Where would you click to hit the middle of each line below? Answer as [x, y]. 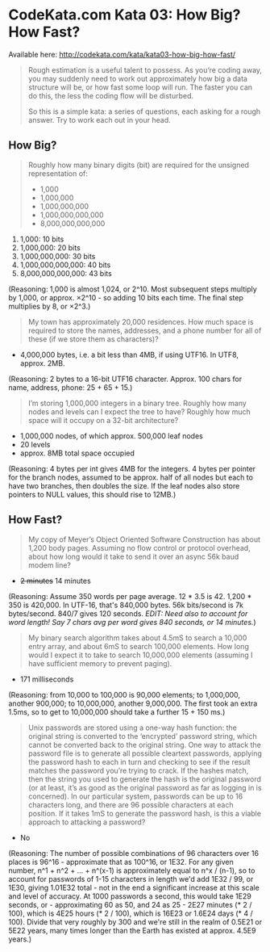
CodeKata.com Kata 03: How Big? [125, 15]
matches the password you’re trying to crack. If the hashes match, [138, 770]
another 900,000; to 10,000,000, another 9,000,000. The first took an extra [133, 703]
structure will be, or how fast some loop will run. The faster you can [140, 87]
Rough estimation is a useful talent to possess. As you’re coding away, [145, 69]
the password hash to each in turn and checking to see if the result [139, 761]
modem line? [49, 565]
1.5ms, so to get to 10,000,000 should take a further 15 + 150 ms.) [117, 711]
